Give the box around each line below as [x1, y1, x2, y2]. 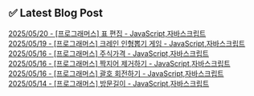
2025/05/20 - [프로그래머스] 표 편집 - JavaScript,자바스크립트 [8, 28, 207, 38]
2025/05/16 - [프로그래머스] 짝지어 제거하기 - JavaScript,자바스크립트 [8, 58, 231, 68]
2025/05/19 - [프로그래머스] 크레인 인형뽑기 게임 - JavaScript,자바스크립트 [8, 38, 246, 48]
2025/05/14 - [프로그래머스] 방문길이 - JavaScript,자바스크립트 [8, 78, 210, 88]
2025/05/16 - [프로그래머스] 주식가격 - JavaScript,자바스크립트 [8, 48, 209, 58]
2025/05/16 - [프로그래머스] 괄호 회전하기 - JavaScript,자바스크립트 [8, 68, 224, 78]
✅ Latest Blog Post [8, 6, 103, 20]
